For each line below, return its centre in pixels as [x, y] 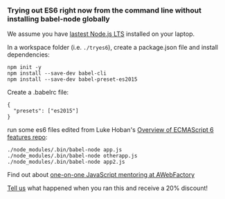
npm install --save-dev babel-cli [57, 74]
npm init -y [24, 68]
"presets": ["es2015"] [46, 111]
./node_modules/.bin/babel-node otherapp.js [72, 156]
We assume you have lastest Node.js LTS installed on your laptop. [101, 34]
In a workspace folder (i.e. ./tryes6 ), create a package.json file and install [112, 48]
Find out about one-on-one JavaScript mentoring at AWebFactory [101, 175]
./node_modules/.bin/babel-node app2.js [66, 162]
